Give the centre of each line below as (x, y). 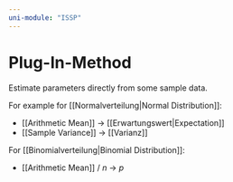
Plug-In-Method (70, 62)
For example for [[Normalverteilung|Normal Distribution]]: (115, 105)
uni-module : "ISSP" (45, 18)
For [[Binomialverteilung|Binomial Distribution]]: (97, 149)
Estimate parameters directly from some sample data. (108, 88)
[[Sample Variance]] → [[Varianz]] (84, 132)
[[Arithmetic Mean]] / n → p (72, 168)
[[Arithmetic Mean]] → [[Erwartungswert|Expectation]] (123, 122)
